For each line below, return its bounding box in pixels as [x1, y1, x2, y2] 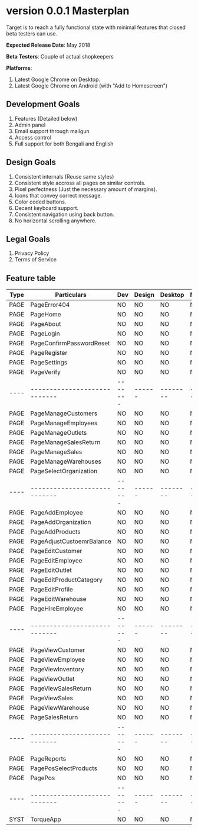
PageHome [30, 311, 61, 319]
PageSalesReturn [30, 713, 78, 722]
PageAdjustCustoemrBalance [30, 537, 112, 545]
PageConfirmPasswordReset [30, 339, 110, 347]
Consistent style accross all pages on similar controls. [14, 179, 146, 186]
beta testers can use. [6, 30, 58, 37]
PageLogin [30, 329, 60, 338]
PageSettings [30, 358, 68, 367]
